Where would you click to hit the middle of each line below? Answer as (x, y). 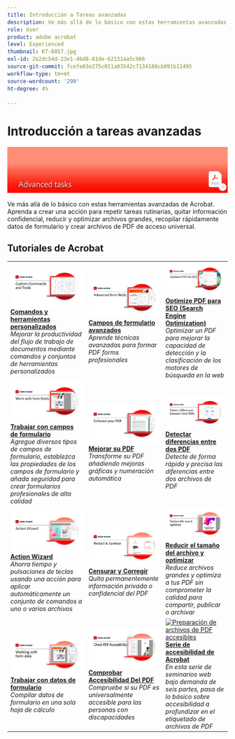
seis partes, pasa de (195, 689)
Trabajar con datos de (43, 680)
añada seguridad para (43, 479)
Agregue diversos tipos (44, 442)
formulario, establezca (43, 456)
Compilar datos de (37, 695)
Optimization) (186, 323)
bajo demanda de (191, 682)
